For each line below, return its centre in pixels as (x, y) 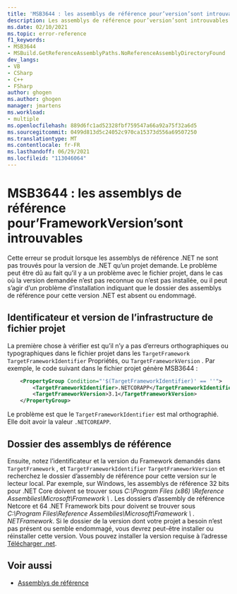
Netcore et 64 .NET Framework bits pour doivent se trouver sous (102, 506)
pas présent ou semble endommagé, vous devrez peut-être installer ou (110, 528)
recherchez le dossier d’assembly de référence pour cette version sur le (112, 476)
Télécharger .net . (32, 543)
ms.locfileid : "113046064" (47, 159)
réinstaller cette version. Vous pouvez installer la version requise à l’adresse (117, 536)
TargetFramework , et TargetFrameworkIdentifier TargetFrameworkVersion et (116, 468)
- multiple (23, 119)
